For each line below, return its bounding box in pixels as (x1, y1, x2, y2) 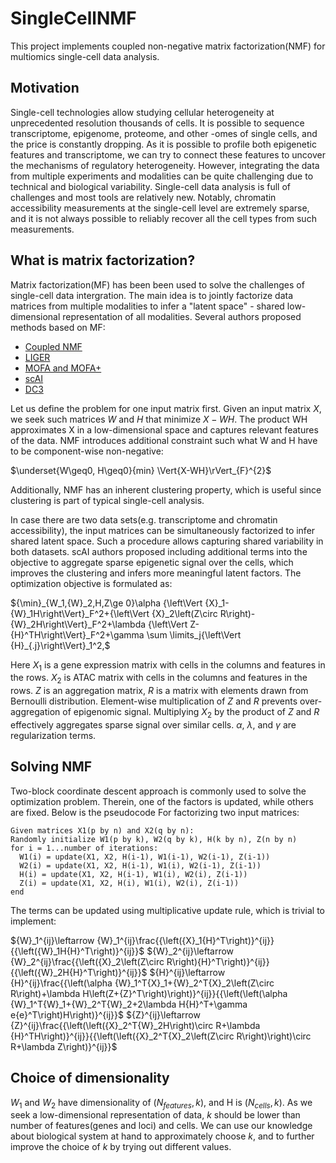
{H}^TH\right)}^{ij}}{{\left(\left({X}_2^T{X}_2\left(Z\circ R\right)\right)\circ (10, 1030, 312, 1042)
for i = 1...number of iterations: (10, 843, 159, 853)
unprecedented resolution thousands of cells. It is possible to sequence (10, 117, 305, 129)
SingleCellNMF (10, 7, 137, 30)
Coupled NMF (24, 340, 83, 352)
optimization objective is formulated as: (10, 577, 173, 589)
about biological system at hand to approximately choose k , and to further (10, 1130, 315, 1142)
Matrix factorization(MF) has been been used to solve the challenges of (10, 278, 305, 291)
